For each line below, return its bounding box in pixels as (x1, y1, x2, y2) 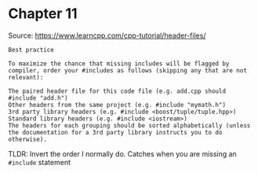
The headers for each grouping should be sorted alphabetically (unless (8, 121, 251, 130)
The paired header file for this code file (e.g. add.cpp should (8, 87, 226, 95)
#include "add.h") (8, 94, 68, 102)
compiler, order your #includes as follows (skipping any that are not (8, 66, 247, 75)
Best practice (8, 46, 55, 53)
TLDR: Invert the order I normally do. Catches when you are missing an (8, 149, 237, 158)
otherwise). (8, 135, 47, 143)
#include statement (8, 157, 71, 167)
